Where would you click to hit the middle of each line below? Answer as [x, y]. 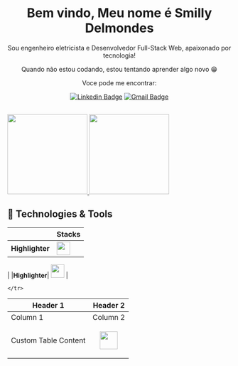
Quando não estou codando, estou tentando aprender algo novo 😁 [119, 69]
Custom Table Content [48, 340]
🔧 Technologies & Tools [60, 214]
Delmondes [119, 28]
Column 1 [27, 317]
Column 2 [109, 317]
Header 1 [48, 305]
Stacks [69, 234]
